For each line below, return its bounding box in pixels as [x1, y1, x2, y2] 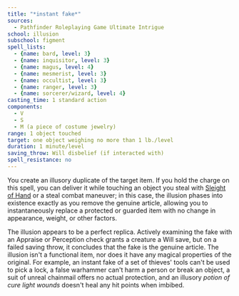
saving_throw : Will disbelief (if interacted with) [7, 150, 164, 157]
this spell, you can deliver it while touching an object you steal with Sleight [7, 183, 226, 192]
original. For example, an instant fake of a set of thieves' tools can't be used [7, 257, 230, 266]
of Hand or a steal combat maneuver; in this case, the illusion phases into [7, 190, 223, 200]
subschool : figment [7, 37, 66, 44]
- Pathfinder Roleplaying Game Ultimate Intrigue [14, 24, 164, 31]
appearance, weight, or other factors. [7, 213, 118, 222]
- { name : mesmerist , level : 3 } [14, 70, 107, 77]
